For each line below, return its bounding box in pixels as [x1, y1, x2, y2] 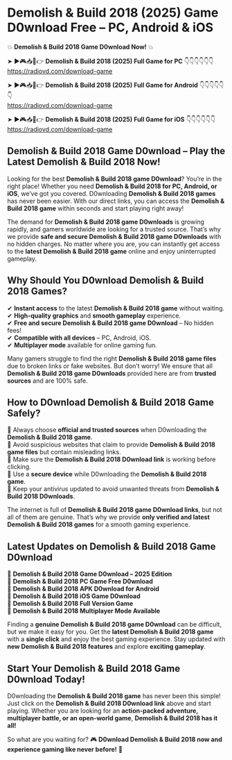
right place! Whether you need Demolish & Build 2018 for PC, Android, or [7, 182, 217, 190]
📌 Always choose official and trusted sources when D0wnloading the [7, 426, 207, 434]
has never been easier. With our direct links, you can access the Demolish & [7, 197, 225, 205]
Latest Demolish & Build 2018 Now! [7, 156, 161, 168]
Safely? [7, 407, 41, 419]
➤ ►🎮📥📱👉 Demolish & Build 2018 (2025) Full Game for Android [7, 81, 199, 89]
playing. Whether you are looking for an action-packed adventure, [7, 707, 199, 715]
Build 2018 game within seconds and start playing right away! [7, 204, 184, 213]
